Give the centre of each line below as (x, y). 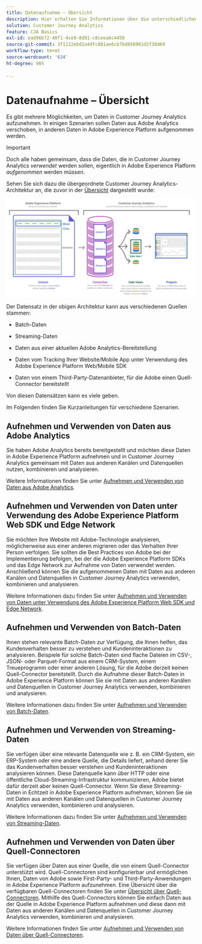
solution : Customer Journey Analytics (55, 25)
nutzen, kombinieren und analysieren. (53, 470)
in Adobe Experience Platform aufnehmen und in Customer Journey (90, 456)
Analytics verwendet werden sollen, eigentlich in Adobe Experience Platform (101, 166)
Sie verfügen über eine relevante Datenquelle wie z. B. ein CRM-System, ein (100, 754)
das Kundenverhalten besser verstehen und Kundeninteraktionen (87, 767)
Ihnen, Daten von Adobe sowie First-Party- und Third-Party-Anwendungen (99, 878)
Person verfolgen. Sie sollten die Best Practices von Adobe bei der (89, 552)
